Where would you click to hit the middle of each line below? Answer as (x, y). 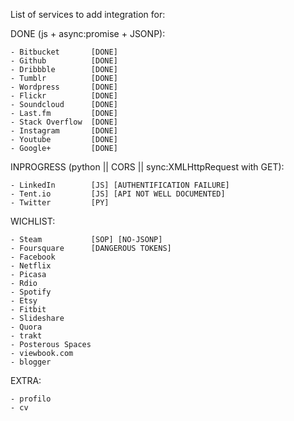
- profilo (31, 399)
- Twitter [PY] (60, 203)
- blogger (31, 362)
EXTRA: (26, 380)
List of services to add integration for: (88, 14)
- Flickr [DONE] (64, 96)
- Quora (26, 327)
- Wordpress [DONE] (64, 87)
